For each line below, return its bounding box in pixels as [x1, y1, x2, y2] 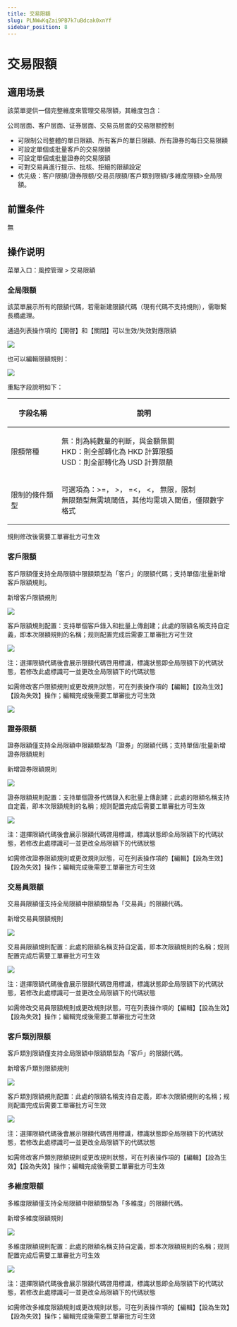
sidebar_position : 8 [7, 23, 68, 30]
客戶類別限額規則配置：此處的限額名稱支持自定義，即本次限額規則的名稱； [7, 1092, 224, 1101]
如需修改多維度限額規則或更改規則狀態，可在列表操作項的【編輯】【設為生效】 [7, 1303, 230, 1311]
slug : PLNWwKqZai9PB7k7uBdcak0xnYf [7, 17, 112, 24]
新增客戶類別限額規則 [7, 1064, 69, 1073]
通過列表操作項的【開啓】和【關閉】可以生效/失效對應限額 [7, 326, 177, 335]
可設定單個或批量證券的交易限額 [17, 154, 111, 162]
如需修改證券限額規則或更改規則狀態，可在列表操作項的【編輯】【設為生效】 [7, 853, 227, 862]
